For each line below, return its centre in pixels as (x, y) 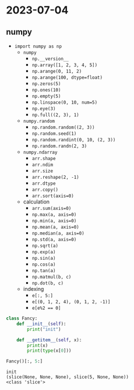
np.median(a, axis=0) (58, 233)
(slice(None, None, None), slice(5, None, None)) (68, 377)
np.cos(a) (44, 264)
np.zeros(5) (46, 84)
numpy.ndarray (40, 152)
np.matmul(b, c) (52, 277)
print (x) (38, 345)
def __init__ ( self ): (41, 324)
